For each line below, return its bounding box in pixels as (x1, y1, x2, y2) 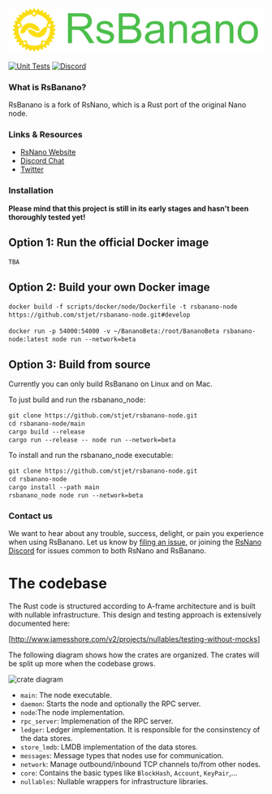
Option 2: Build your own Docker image (8, 280, 210, 294)
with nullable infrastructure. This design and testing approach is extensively (8, 610, 262, 620)
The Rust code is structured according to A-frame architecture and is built (8, 601, 256, 611)
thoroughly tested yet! (8, 212, 86, 222)
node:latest (8, 335, 49, 344)
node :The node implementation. (19, 708, 125, 718)
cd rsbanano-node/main (8, 419, 85, 428)
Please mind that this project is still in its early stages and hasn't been (8, 203, 249, 213)
